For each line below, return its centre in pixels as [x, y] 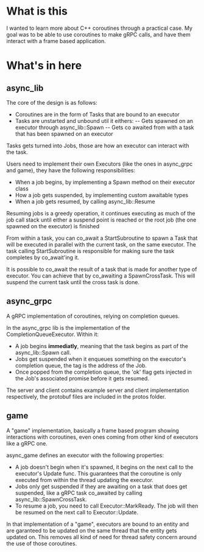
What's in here [44, 66]
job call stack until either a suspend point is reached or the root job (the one [101, 220]
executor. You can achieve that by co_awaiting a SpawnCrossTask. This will [101, 276]
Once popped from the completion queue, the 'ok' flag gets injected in [103, 372]
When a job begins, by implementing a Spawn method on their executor [105, 182]
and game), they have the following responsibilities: [71, 170]
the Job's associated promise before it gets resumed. [82, 378]
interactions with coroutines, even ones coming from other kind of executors [102, 437]
